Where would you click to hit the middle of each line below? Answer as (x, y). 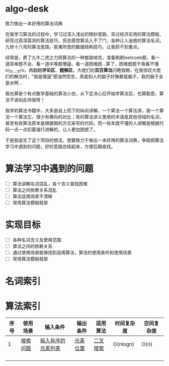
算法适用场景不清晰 (32, 196)
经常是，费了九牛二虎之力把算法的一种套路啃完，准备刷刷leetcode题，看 (80, 57)
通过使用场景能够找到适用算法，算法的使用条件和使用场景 (72, 252)
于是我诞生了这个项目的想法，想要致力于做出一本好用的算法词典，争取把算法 (84, 140)
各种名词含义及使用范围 (37, 240)
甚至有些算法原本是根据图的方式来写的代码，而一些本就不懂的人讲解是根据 (82, 123)
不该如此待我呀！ (27, 99)
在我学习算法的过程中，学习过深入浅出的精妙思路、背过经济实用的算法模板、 (84, 34)
